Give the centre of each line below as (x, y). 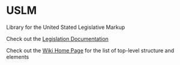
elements (18, 57)
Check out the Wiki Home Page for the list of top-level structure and (90, 50)
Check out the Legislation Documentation (58, 39)
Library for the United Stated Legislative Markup (66, 27)
